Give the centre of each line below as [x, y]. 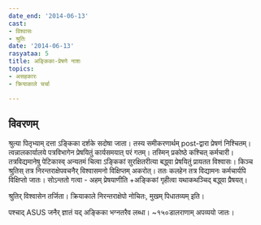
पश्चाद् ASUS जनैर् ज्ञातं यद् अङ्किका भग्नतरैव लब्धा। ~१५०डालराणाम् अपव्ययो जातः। [122, 213]
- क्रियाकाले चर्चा [29, 84]
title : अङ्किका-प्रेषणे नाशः [45, 62]
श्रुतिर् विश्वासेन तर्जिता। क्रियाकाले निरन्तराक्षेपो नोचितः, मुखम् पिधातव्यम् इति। [107, 197]
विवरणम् [24, 124]
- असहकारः [23, 76]
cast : [17, 24]
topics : [22, 69]
